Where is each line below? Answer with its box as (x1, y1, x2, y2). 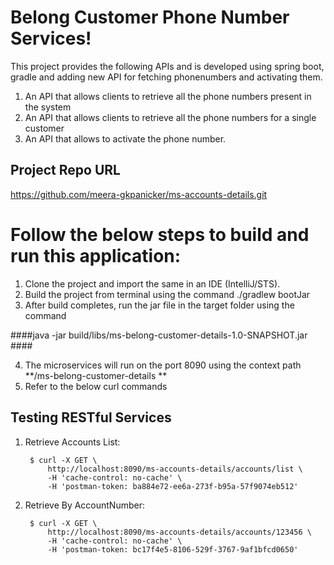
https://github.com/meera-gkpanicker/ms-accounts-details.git (10, 188, 268, 200)
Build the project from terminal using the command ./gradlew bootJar (24, 288, 311, 300)
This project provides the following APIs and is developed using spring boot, (10, 60, 325, 72)
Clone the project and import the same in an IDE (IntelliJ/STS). (24, 277, 281, 290)
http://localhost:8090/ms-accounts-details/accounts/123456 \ (47, 527, 312, 537)
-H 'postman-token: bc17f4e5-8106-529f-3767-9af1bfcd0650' (47, 544, 299, 555)
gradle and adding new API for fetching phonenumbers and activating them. (10, 71, 323, 83)
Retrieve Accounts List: (24, 436, 121, 448)
